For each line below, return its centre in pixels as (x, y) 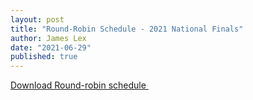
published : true (44, 57)
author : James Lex (48, 38)
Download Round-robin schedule (78, 85)
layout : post (37, 19)
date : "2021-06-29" (51, 47)
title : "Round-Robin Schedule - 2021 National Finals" (127, 29)
